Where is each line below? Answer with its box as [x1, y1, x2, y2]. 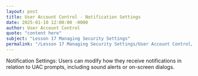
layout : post [6, 8, 38, 15]
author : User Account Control [6, 25, 81, 31]
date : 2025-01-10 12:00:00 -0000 [6, 19, 88, 25]
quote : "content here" [6, 30, 62, 36]
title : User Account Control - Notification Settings [6, 14, 141, 20]
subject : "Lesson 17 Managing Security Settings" [6, 36, 131, 42]
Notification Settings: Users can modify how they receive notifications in [6, 57, 181, 64]
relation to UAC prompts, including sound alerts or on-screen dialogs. [6, 63, 175, 70]
